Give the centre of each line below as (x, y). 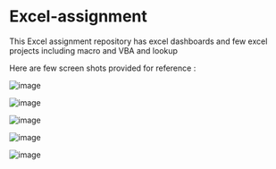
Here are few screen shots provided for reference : (103, 68)
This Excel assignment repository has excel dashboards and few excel (138, 41)
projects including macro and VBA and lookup (94, 50)
